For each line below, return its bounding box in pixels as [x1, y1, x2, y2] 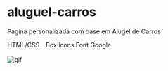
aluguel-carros [7, 4, 96, 20]
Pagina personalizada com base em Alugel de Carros [7, 27, 162, 35]
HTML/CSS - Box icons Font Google [7, 40, 112, 49]
